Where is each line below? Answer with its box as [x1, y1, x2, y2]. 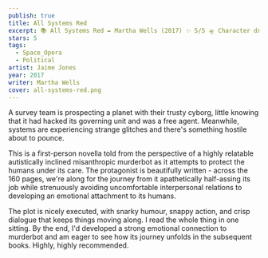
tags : [8, 42, 26, 50]
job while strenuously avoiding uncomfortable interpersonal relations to [8, 183, 242, 193]
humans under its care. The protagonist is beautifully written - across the [8, 165, 249, 176]
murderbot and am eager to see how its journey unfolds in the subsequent [8, 232, 253, 242]
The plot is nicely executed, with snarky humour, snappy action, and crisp [8, 207, 250, 216]
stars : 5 [8, 34, 37, 42]
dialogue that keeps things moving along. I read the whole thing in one [8, 215, 239, 224]
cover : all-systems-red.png [8, 85, 102, 94]
